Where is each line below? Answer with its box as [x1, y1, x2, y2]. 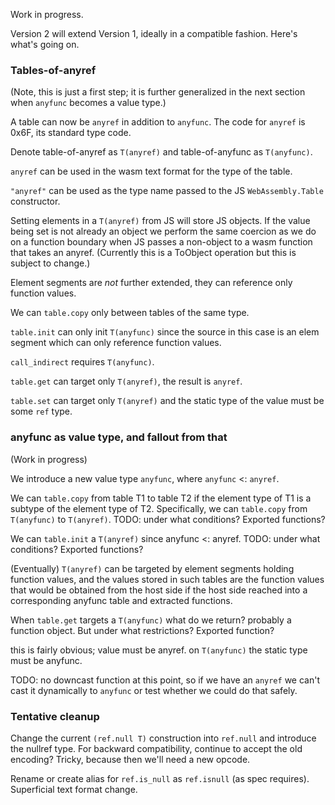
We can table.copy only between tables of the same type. [10, 307, 250, 319]
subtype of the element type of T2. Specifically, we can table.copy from [10, 502, 308, 514]
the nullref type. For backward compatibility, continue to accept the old [10, 742, 303, 754]
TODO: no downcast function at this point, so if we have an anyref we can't [10, 674, 320, 686]
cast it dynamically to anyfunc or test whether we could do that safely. [10, 684, 298, 696]
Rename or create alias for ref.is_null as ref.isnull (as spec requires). [10, 772, 310, 784]
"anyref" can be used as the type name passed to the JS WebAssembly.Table [10, 185, 324, 197]
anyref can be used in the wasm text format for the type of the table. [10, 165, 293, 178]
